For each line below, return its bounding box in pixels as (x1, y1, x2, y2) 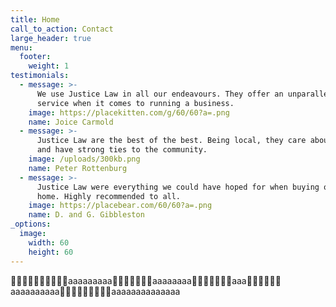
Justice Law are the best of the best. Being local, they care (36, 136, 307, 146)
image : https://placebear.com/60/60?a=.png (28, 201, 213, 211)
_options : (10, 219, 52, 230)
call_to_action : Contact (10, 24, 114, 34)
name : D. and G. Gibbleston (28, 210, 145, 220)
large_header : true (10, 33, 92, 43)
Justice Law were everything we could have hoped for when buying (36, 182, 320, 192)
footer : (19, 52, 52, 62)
